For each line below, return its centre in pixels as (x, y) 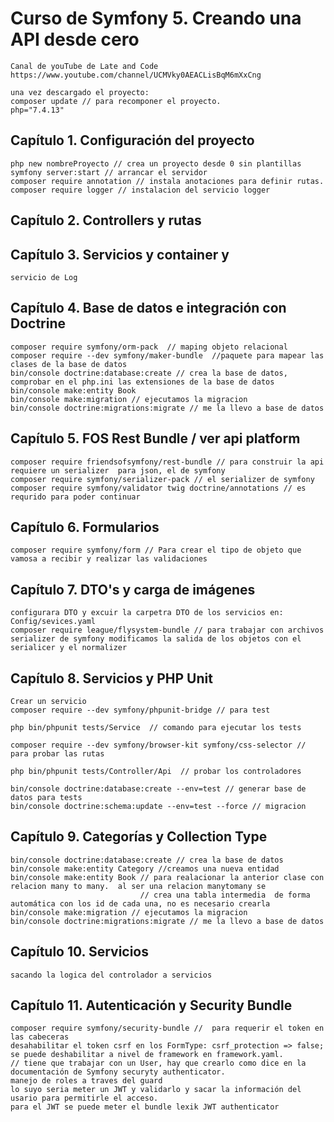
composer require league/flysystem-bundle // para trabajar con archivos (167, 630)
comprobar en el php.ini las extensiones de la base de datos (142, 382)
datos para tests (46, 798)
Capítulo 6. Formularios (85, 527)
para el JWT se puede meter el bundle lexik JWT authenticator (145, 1107)
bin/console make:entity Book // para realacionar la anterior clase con (167, 877)
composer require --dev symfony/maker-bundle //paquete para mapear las (167, 355)
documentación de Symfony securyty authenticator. (118, 1072)
